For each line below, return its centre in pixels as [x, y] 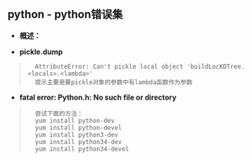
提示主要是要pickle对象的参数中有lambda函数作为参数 [114, 82]
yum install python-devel [78, 128]
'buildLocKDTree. [216, 66]
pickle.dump [41, 52]
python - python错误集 [65, 15]
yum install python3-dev [77, 135]
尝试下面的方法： [59, 113]
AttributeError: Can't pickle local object [109, 66]
